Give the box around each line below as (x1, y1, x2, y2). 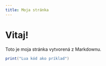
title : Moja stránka (5, 7, 49, 13)
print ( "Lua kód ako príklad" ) (5, 56, 70, 61)
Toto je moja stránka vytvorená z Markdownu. (5, 46, 102, 52)
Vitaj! (5, 29, 29, 41)
